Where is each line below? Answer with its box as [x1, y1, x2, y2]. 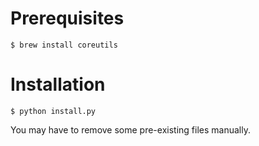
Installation [10, 73, 106, 96]
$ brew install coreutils [10, 40, 118, 50]
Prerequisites [10, 7, 125, 30]
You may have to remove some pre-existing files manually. [10, 123, 251, 136]
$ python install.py [10, 106, 97, 116]
